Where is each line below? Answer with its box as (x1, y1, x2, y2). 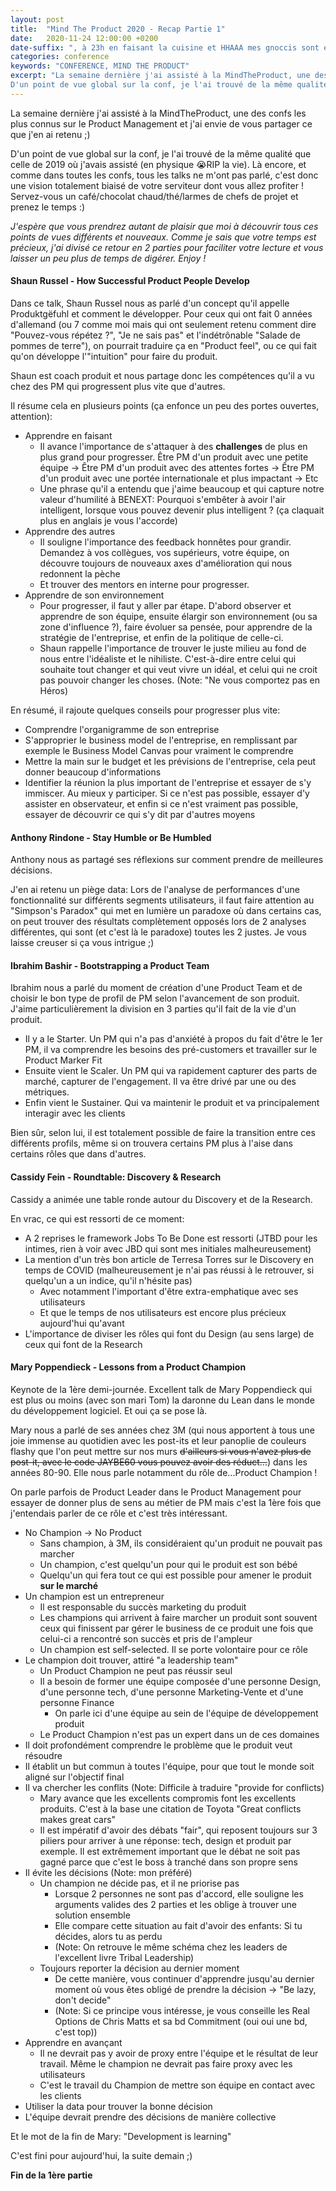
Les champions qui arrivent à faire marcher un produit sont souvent (39, 1611, 318, 1623)
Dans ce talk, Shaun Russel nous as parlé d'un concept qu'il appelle (10, 297, 290, 309)
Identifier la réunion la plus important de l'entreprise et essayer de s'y (24, 776, 312, 788)
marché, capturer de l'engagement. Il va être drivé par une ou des (24, 1076, 297, 1088)
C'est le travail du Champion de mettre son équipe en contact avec (39, 2079, 316, 2091)
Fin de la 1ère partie (10, 2169, 93, 2181)
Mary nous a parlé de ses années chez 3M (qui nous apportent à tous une (10, 1424, 315, 1436)
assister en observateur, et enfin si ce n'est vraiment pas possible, (24, 797, 299, 810)
